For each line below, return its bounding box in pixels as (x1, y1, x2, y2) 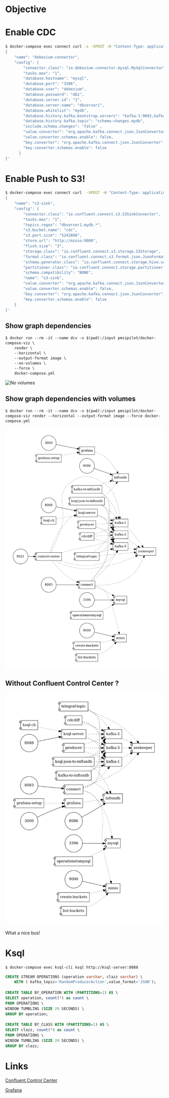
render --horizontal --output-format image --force (32, 413, 143, 419)
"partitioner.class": (23, 265, 69, 270)
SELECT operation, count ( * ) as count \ (5, 995, 89, 1001)
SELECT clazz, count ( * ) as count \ (5, 1027, 80, 1033)
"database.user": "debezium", (23, 87, 87, 92)
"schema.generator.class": (23, 259, 80, 265)
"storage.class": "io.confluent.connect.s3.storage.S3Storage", (23, 249, 161, 254)
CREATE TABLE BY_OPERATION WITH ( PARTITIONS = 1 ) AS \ (5, 990, 118, 995)
